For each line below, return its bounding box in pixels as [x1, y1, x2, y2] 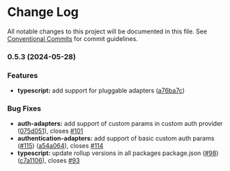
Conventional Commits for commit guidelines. [7, 34, 138, 42]
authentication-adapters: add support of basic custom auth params [17, 134, 215, 142]
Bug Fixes [7, 104, 42, 113]
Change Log [7, 4, 79, 20]
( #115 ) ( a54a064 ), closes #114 [17, 142, 104, 150]
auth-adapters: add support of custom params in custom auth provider [17, 120, 223, 128]
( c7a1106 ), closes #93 [17, 156, 80, 165]
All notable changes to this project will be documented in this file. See [7, 27, 208, 35]
